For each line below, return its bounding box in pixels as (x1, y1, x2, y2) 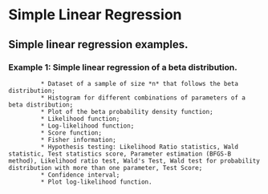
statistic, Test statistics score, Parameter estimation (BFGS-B (8, 150, 231, 158)
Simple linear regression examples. (8, 38, 189, 51)
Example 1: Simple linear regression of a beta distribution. (8, 62, 238, 73)
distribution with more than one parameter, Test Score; (8, 164, 203, 172)
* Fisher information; (40, 135, 116, 143)
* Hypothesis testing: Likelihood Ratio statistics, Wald (40, 143, 239, 151)
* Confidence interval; (40, 171, 120, 179)
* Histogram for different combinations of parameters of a (40, 94, 246, 102)
